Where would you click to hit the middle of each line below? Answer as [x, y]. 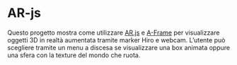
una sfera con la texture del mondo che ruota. [74, 55]
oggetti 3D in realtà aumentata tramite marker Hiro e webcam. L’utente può [116, 40]
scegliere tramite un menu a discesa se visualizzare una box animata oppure [119, 47]
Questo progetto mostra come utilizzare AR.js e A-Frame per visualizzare [114, 32]
